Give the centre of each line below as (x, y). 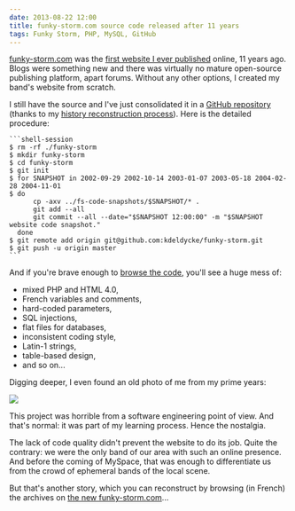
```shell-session (41, 140)
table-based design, (58, 356)
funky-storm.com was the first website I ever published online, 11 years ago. (147, 59)
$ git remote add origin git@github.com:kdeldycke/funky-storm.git (136, 240)
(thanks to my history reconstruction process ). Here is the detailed (131, 114)
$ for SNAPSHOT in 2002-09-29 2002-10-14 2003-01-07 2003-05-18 (130, 178)
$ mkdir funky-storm (47, 155)
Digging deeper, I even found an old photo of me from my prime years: (138, 382)
